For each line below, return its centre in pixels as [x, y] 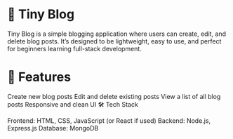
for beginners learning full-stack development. [74, 48]
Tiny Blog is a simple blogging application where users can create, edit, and [117, 34]
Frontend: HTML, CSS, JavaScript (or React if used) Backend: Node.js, [109, 120]
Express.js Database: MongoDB [53, 128]
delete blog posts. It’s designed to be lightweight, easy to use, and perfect [114, 41]
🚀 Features [39, 77]
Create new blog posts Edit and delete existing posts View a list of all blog [114, 96]
